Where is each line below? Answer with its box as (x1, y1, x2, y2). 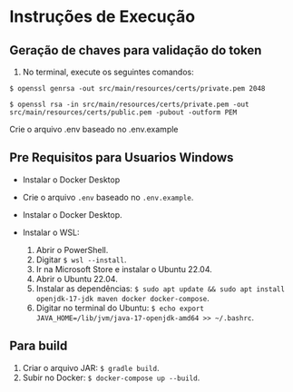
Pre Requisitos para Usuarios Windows (9, 150, 234, 165)
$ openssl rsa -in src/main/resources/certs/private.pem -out (9, 100, 249, 109)
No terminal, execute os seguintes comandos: (22, 66, 194, 77)
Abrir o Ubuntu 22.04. (35, 273, 118, 284)
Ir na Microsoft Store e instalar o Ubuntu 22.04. (35, 263, 213, 274)
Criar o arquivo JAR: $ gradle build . (22, 362, 160, 373)
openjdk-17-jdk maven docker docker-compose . (35, 292, 210, 303)
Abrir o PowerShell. (35, 244, 109, 255)
